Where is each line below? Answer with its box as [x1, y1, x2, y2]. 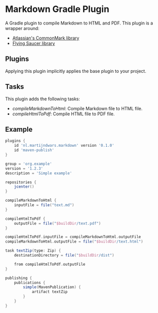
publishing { [5, 276, 32, 281]
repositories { [5, 180, 37, 185]
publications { [14, 280, 46, 285]
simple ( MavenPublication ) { [23, 285, 81, 290]
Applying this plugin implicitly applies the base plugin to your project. [5, 68, 147, 74]
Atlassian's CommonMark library [12, 35, 79, 41]
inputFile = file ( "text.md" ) [14, 203, 75, 208]
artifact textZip [31, 290, 68, 295]
